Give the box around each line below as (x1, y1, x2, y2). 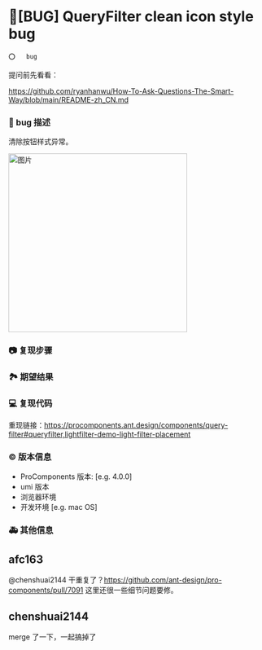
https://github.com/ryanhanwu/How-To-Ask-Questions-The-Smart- (8, 86, 234, 96)
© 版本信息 (8, 451, 52, 463)
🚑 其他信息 (8, 525, 54, 536)
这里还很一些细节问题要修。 (85, 586, 178, 595)
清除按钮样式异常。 (8, 137, 73, 147)
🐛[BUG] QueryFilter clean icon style (8, 7, 254, 26)
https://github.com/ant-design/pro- (103, 575, 222, 585)
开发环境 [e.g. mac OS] (20, 502, 98, 512)
